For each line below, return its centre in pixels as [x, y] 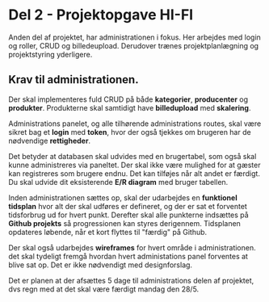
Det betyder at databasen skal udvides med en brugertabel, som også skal [132, 156]
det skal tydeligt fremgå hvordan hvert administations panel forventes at [128, 256]
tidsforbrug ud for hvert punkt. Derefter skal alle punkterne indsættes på [128, 215]
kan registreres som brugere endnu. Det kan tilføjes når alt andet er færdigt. [134, 173]
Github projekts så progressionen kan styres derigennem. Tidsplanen [124, 223]
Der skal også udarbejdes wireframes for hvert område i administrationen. [132, 247]
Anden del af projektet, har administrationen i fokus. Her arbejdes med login [134, 37]
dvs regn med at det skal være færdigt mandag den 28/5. [104, 289]
